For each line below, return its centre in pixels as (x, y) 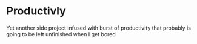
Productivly (36, 11)
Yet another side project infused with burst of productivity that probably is (98, 28)
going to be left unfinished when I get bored (61, 34)
